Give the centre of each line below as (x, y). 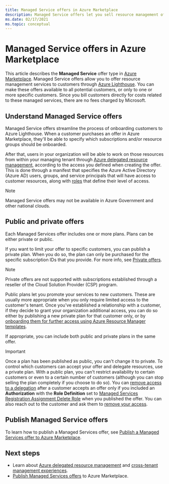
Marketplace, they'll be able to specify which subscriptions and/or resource (83, 139)
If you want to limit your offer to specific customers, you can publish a (78, 249)
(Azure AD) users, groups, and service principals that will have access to (80, 175)
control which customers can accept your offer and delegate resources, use (84, 367)
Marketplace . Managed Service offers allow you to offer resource (73, 79)
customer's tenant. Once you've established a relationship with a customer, (83, 305)
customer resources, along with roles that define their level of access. (77, 181)
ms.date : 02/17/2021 (27, 19)
